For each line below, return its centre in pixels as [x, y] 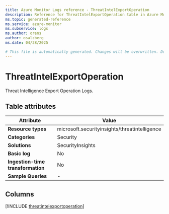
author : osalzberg [24, 38]
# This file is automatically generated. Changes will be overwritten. [82, 52]
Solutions [19, 146]
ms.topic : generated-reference [38, 19]
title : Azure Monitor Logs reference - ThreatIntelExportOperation [77, 10]
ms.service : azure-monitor [33, 24]
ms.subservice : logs [27, 29]
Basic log [19, 154]
